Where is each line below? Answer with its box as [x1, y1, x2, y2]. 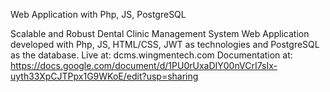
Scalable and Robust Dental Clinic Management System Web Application [10, 28, 310, 39]
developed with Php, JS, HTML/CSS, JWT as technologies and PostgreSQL [10, 39, 320, 50]
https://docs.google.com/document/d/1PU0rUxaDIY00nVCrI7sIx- [10, 60, 278, 71]
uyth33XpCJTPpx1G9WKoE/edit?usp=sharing [10, 70, 199, 82]
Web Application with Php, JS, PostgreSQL [10, 9, 187, 20]
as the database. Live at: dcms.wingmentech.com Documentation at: [10, 49, 293, 61]
